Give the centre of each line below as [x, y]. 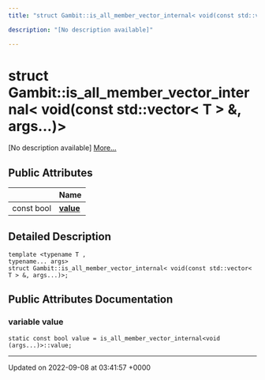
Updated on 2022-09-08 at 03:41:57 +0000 [80, 367]
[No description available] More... [62, 148]
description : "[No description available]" [81, 30]
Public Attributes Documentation [91, 300]
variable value [36, 322]
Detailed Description [60, 237]
